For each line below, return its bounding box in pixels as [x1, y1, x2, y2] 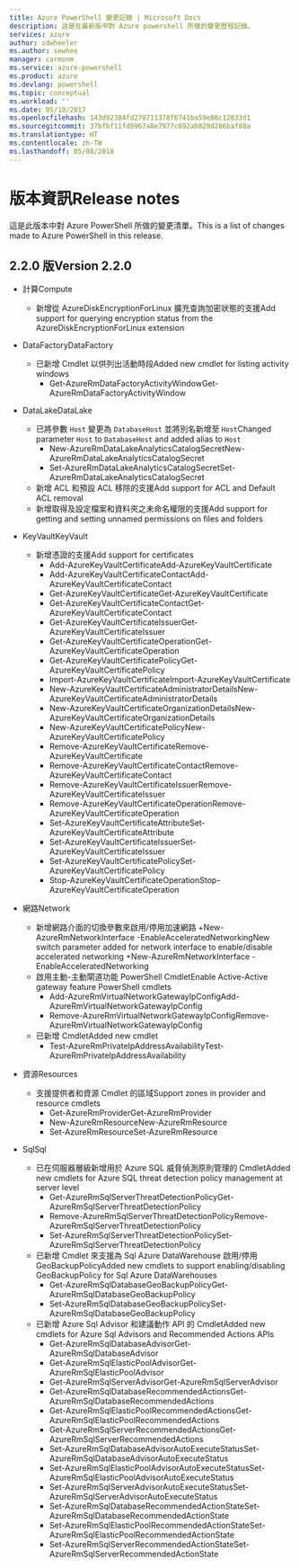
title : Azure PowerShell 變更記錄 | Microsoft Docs [9, 13, 202, 22]
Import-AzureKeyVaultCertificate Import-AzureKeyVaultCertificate [48, 674, 291, 685]
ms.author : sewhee [9, 47, 78, 56]
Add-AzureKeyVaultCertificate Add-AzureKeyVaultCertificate [48, 559, 273, 571]
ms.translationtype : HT [9, 130, 99, 139]
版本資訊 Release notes [9, 188, 180, 209]
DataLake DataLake [22, 405, 92, 416]
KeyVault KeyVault [22, 531, 88, 542]
